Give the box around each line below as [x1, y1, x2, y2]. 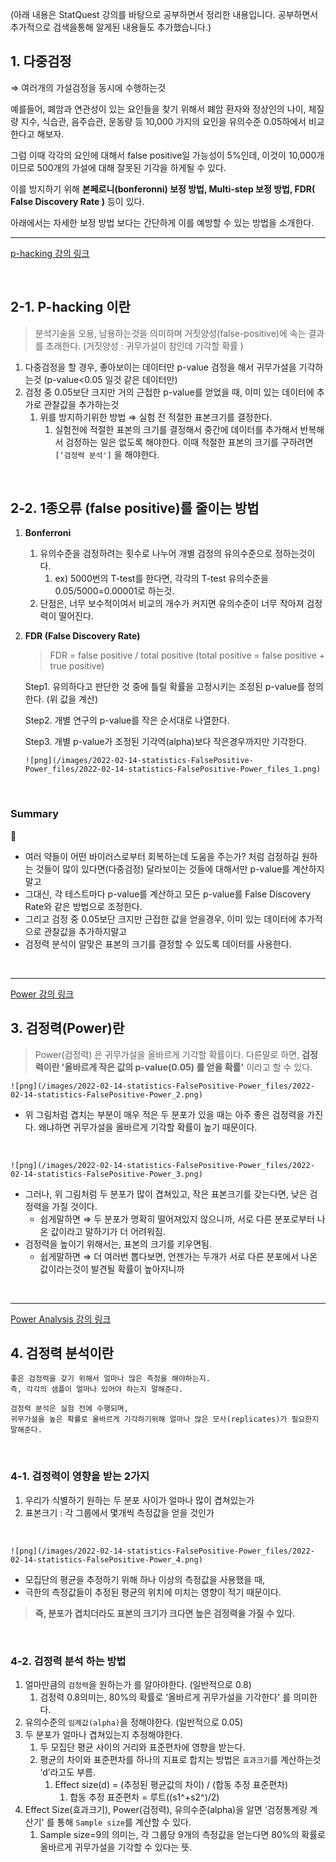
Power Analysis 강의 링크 [10, 1313, 112, 1325]
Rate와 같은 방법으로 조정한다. [24, 900, 143, 912]
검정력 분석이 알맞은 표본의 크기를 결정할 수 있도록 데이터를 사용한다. [24, 938, 292, 950]
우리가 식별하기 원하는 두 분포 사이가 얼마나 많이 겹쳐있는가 [24, 1494, 255, 1506]
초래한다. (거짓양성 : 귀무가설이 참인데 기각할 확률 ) [45, 339, 244, 352]
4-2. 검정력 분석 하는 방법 [10, 1654, 127, 1668]
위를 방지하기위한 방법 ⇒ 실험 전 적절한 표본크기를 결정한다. [39, 411, 273, 423]
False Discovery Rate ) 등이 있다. [10, 195, 145, 207]
